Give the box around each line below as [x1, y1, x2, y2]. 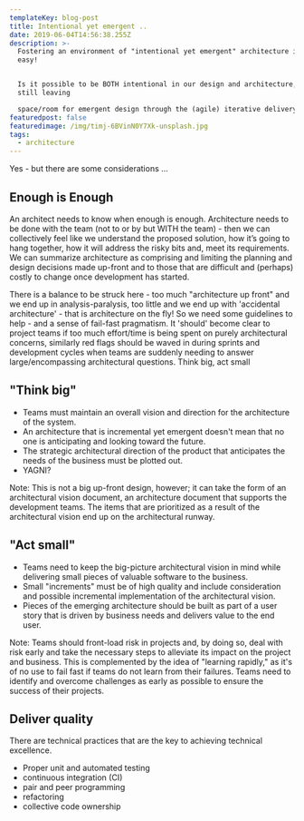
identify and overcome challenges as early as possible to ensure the [9, 675, 264, 686]
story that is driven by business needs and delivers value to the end [22, 610, 275, 621]
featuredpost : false [9, 112, 88, 122]
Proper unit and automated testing [22, 763, 151, 774]
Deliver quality [9, 711, 93, 727]
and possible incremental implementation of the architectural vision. [22, 591, 276, 601]
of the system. [22, 416, 77, 427]
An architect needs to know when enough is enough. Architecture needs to [9, 213, 290, 224]
